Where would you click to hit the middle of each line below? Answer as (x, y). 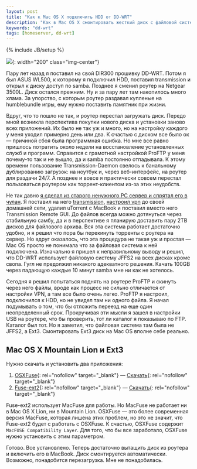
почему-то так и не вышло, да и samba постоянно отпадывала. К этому (96, 159)
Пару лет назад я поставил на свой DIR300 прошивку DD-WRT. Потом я (96, 73)
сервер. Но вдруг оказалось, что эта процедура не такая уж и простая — (98, 239)
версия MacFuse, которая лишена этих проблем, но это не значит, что (94, 417)
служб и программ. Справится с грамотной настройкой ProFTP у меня (96, 153)
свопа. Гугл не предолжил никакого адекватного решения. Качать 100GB (98, 264)
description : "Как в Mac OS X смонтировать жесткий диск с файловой (91, 22)
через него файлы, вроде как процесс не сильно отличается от (86, 288)
